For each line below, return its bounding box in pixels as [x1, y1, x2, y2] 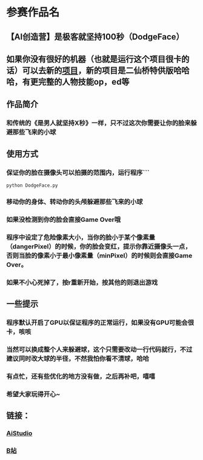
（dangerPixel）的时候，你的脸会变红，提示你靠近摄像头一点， [6, 242, 191, 250]
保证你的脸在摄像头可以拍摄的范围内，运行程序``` [6, 168, 150, 176]
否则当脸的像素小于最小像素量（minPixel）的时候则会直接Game [6, 251, 193, 259]
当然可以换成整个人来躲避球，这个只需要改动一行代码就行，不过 [6, 345, 193, 353]
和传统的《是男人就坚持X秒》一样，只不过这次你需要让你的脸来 [6, 119, 191, 127]
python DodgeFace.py [6, 182, 59, 188]
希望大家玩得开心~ [6, 390, 61, 398]
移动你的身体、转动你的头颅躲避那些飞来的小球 [6, 198, 143, 206]
